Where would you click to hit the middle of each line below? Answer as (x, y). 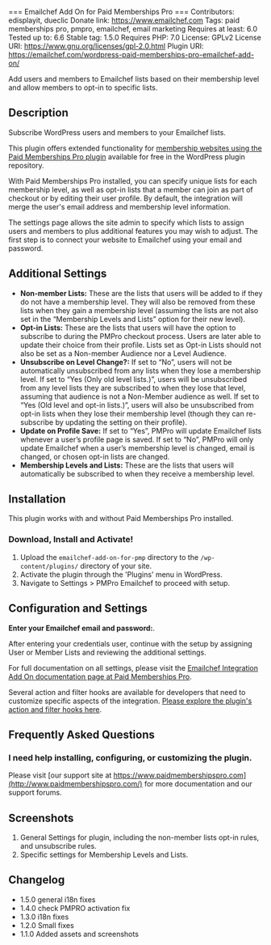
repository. (26, 165)
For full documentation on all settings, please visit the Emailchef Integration (133, 667)
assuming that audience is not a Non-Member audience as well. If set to (140, 396)
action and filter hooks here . (55, 709)
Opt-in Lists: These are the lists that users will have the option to (128, 328)
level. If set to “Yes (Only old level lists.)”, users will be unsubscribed (133, 379)
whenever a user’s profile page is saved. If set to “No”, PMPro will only (137, 439)
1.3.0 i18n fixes (44, 917)
